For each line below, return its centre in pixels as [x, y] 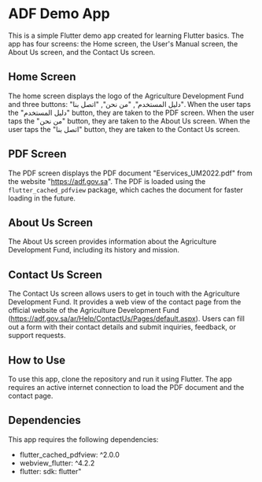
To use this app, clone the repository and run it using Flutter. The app [120, 379]
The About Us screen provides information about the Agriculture [113, 241]
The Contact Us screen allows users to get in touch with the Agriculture [124, 294]
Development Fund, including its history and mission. [94, 250]
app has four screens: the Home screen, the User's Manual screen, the [123, 43]
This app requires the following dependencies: [83, 439]
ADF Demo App [59, 14]
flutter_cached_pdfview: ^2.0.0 [70, 454]
